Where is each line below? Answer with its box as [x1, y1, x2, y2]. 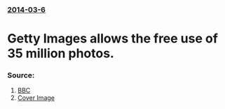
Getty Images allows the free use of [7, 31, 219, 47]
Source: [7, 71, 35, 80]
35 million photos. [7, 45, 114, 61]
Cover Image [17, 94, 55, 102]
